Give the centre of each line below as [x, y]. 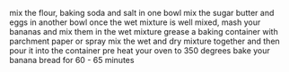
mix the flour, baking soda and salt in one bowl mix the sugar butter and [142, 13]
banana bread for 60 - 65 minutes [72, 60]
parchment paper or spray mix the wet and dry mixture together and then [144, 41]
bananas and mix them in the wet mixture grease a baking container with [144, 32]
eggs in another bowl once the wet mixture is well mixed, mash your [135, 22]
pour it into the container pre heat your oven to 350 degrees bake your [140, 51]
